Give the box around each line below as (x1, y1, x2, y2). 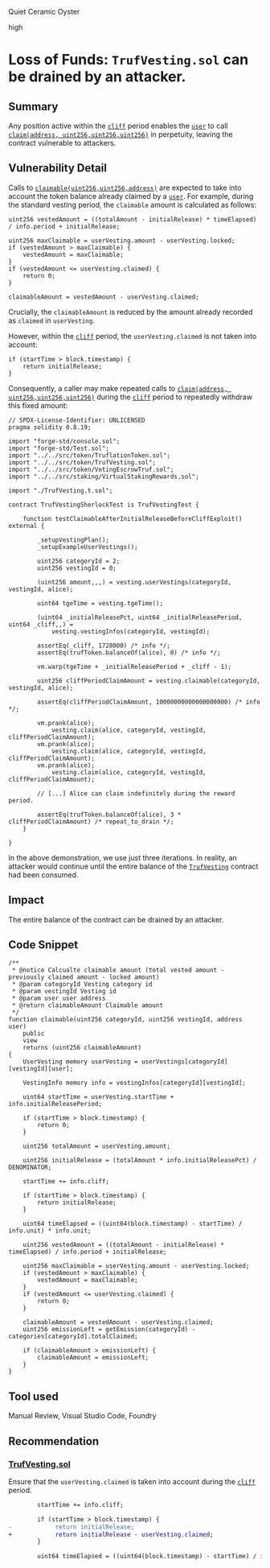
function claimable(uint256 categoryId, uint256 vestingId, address (8, 1016, 243, 1024)
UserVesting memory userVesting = (22, 1058, 138, 1066)
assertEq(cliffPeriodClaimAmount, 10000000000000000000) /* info (37, 698, 261, 706)
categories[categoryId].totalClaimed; (8, 1332, 138, 1341)
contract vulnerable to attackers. (8, 138, 117, 147)
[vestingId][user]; (8, 1065, 74, 1073)
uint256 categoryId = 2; (37, 557, 121, 565)
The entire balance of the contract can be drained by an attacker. (8, 914, 224, 924)
